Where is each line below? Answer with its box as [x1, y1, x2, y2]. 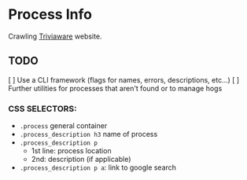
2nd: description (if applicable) [31, 155, 131, 164]
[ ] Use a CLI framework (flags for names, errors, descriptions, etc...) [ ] [8, 75, 240, 84]
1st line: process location [31, 146, 112, 156]
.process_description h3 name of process [19, 130, 158, 139]
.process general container [19, 121, 108, 130]
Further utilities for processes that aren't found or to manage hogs [8, 83, 223, 93]
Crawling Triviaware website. [8, 31, 102, 41]
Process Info [8, 6, 93, 24]
